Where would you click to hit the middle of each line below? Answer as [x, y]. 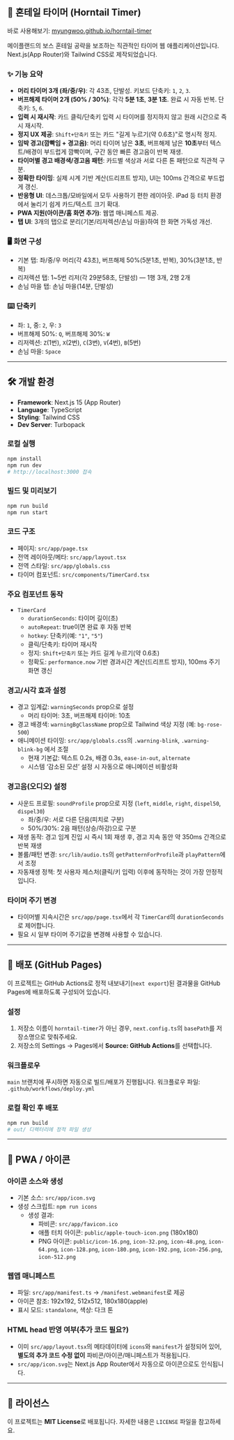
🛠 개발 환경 [31, 382]
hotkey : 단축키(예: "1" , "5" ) [65, 636]
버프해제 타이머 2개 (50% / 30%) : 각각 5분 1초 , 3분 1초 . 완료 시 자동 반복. [117, 99]
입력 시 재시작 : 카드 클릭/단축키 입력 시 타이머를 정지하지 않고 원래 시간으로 [118, 117]
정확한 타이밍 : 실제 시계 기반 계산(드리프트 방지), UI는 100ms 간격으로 [112, 178]
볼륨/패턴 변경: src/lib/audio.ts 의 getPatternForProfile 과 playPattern [119, 854]
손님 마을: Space [39, 351]
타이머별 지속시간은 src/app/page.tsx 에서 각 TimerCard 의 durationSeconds [120, 917]
